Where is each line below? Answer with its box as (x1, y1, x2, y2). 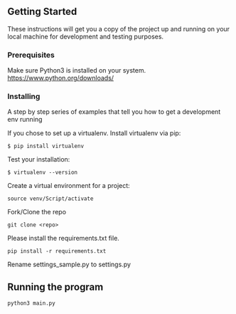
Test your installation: (7, 155, 70, 164)
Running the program (7, 281, 104, 293)
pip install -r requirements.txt (7, 248, 107, 255)
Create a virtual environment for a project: (7, 182, 130, 190)
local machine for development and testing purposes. (7, 32, 164, 41)
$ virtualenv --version (7, 169, 78, 177)
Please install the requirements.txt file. (7, 234, 119, 243)
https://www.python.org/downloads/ (7, 74, 114, 83)
